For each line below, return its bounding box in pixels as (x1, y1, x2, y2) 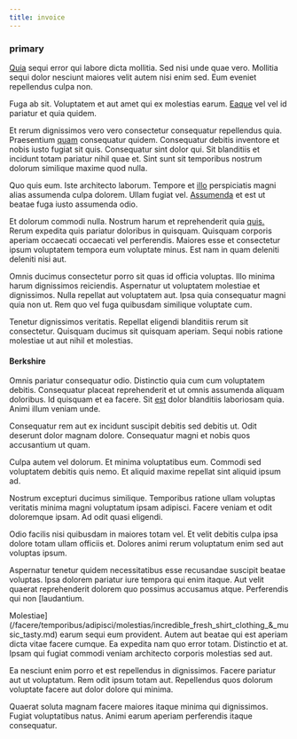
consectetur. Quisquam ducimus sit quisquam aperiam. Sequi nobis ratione (9, 326, 284, 336)
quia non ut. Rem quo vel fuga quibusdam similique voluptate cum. (9, 299, 253, 310)
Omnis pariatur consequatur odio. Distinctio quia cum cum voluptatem (9, 375, 266, 386)
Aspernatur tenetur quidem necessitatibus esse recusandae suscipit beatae (9, 565, 286, 576)
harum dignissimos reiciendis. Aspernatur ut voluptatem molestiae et (9, 280, 261, 291)
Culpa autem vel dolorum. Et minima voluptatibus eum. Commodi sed (9, 457, 262, 468)
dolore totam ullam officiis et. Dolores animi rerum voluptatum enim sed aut (9, 539, 284, 549)
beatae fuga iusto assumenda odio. (9, 199, 138, 209)
